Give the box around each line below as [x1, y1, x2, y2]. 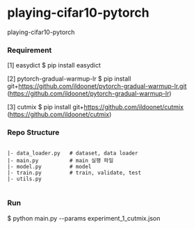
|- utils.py [7, 175, 42, 182]
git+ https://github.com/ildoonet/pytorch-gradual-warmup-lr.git [7, 82, 187, 90]
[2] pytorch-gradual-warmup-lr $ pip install [7, 74, 131, 83]
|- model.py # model [7, 163, 92, 170]
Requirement [7, 45, 52, 55]
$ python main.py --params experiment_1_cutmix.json [7, 214, 161, 222]
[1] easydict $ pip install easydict [7, 61, 101, 70]
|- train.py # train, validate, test [7, 169, 141, 176]
